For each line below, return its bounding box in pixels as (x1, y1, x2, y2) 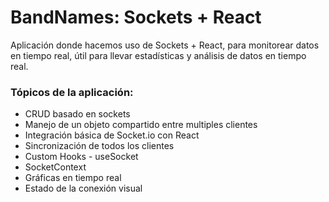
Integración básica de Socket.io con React (24, 129, 200, 141)
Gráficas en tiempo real (24, 172, 122, 184)
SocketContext (24, 161, 87, 173)
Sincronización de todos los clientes (24, 140, 175, 152)
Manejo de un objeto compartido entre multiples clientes (24, 119, 258, 131)
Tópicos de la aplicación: (10, 85, 134, 99)
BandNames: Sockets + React (10, 6, 262, 29)
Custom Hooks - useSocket (24, 151, 139, 163)
